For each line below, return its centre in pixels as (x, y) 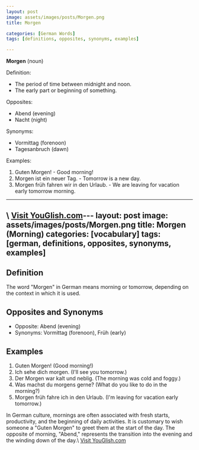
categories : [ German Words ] (41, 33)
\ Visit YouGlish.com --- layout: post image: (87, 215)
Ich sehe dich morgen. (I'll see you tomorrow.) (71, 372)
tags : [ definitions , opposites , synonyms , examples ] (73, 39)
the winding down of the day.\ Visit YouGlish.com (66, 440)
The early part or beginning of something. (66, 90)
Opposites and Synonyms (55, 312)
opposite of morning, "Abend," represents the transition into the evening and (99, 434)
